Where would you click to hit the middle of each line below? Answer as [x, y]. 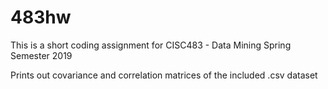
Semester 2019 [41, 55]
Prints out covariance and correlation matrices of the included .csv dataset [164, 75]
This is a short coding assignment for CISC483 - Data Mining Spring [151, 45]
